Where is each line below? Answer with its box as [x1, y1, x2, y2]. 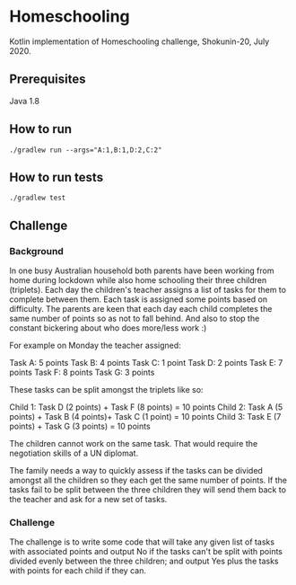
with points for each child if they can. [9, 565, 146, 576]
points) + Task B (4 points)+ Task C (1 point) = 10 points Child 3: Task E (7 [9, 412, 282, 422]
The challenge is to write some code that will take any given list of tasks [9, 536, 275, 547]
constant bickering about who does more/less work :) [9, 323, 207, 333]
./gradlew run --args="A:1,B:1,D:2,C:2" [9, 146, 163, 155]
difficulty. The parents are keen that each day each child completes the [9, 304, 273, 315]
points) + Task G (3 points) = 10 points [9, 421, 151, 432]
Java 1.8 [9, 95, 40, 106]
